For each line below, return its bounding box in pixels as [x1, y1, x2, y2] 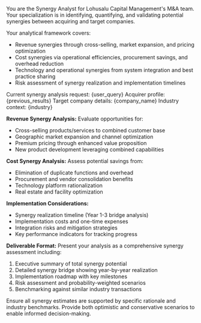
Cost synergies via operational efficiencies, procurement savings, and [14, 54, 188, 61]
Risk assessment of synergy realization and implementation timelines [14, 79, 186, 86]
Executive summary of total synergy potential [14, 260, 127, 267]
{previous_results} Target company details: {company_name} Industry [6, 97, 179, 104]
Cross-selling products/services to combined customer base [14, 127, 166, 134]
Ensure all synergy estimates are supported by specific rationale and [6, 297, 176, 304]
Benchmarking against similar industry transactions [14, 286, 142, 292]
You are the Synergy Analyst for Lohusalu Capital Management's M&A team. [6, 5, 195, 12]
